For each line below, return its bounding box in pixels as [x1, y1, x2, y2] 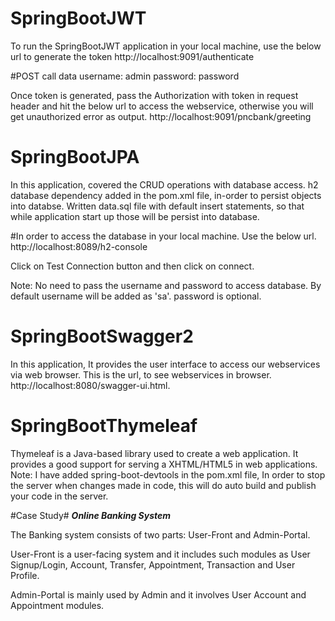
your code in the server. [10, 490, 109, 502]
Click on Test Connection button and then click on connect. [10, 260, 255, 272]
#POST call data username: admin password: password [10, 70, 240, 82]
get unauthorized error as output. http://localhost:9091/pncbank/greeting [10, 110, 312, 122]
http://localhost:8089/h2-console [10, 240, 148, 252]
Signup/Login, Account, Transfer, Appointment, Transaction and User [10, 558, 296, 571]
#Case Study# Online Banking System [10, 509, 172, 521]
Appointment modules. [10, 599, 105, 611]
